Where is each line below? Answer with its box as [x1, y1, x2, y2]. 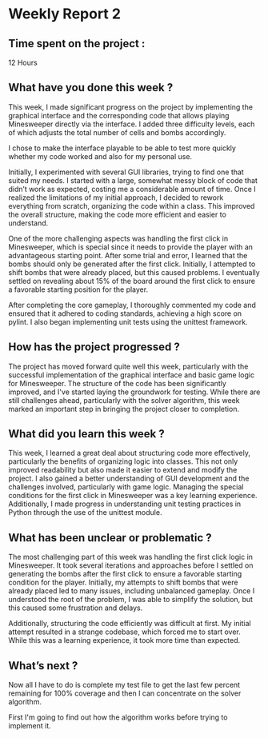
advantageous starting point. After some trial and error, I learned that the [8, 250, 248, 260]
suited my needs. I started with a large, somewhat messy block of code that [8, 175, 258, 185]
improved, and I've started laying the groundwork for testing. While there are [8, 387, 261, 397]
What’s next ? [8, 659, 78, 672]
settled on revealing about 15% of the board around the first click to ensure [8, 276, 256, 285]
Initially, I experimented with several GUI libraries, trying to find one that [8, 167, 244, 177]
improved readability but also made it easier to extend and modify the [8, 465, 238, 475]
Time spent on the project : [8, 37, 146, 50]
